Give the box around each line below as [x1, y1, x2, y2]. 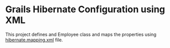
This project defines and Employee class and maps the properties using [5, 31, 157, 37]
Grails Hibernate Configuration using [5, 4, 165, 15]
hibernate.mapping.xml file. [5, 37, 63, 43]
